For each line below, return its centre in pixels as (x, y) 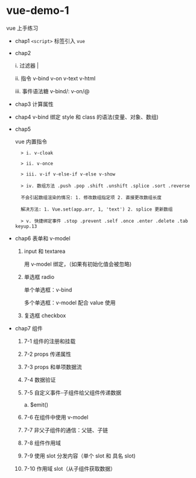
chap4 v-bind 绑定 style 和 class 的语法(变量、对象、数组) (87, 117)
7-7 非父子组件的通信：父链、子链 (66, 430)
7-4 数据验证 (40, 379)
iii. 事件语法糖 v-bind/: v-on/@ (52, 91)
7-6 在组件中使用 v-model (56, 417)
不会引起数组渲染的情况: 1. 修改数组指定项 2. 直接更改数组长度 (91, 197)
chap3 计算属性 (34, 104)
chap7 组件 (29, 328)
